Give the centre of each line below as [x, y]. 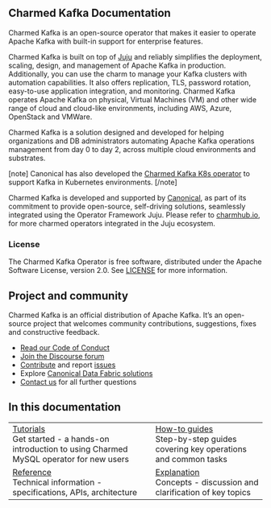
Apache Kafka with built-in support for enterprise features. [106, 41]
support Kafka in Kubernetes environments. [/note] [93, 182]
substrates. [27, 158]
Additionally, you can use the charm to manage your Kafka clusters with [128, 74]
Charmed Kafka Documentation [90, 13]
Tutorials [29, 428]
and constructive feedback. [54, 332]
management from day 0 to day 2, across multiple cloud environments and [132, 149]
